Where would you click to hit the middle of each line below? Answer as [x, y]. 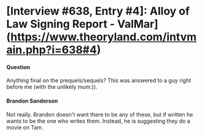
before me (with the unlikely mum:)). [52, 87]
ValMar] [138, 24]
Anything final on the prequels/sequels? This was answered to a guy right [99, 81]
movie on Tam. [25, 127]
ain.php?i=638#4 [52, 50]
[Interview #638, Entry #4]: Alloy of [98, 11]
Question [18, 67]
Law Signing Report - [61, 24]
